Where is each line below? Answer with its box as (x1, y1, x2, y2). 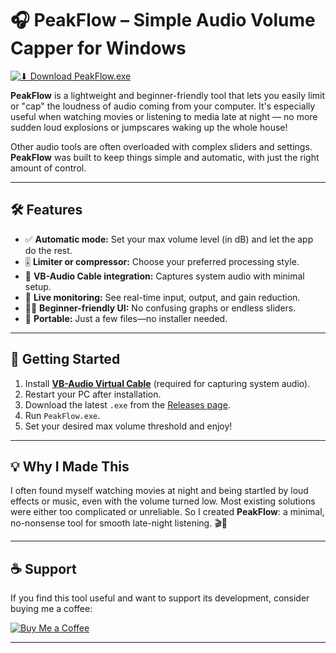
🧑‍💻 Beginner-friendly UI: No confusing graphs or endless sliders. (24, 302, 297, 314)
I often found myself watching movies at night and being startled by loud (10, 485, 309, 497)
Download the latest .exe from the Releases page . (24, 398, 231, 411)
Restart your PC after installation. (24, 388, 162, 400)
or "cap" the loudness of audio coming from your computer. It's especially (10, 100, 316, 112)
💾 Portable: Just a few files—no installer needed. (24, 312, 228, 324)
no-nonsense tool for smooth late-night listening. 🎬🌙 (10, 517, 228, 529)
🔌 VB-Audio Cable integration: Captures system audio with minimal (24, 270, 305, 282)
